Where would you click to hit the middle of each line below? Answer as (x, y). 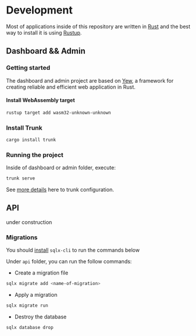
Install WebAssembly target (40, 100)
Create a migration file (41, 273)
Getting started (28, 68)
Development (39, 10)
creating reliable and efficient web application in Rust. (71, 87)
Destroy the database (41, 317)
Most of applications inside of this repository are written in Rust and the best (98, 26)
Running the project (35, 155)
